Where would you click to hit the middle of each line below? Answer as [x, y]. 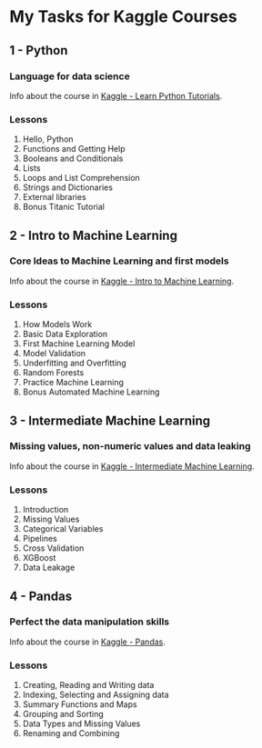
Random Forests [53, 373]
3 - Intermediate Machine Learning [110, 420]
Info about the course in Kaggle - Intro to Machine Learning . [122, 281]
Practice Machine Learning [73, 383]
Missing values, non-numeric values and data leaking [131, 446]
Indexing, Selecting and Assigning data [96, 695]
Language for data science [70, 76]
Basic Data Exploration [65, 334]
